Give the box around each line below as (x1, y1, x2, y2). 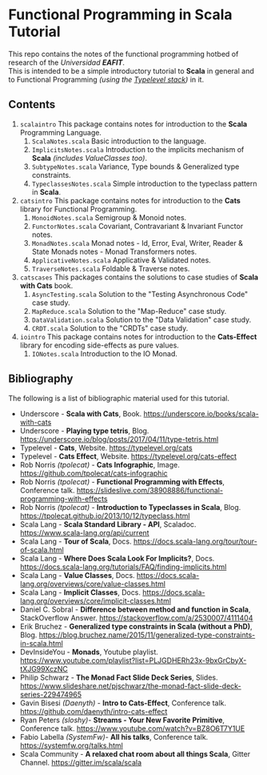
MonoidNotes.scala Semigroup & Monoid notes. (31, 212, 187, 222)
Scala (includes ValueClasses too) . (31, 153, 148, 163)
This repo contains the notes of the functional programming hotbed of (8, 49, 239, 58)
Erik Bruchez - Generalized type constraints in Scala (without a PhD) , (19, 621, 253, 631)
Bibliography (8, 372, 74, 386)
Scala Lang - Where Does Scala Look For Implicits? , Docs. (19, 553, 215, 563)
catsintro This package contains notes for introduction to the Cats (19, 195, 241, 205)
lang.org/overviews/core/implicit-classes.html (19, 596, 172, 605)
